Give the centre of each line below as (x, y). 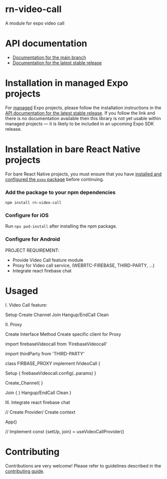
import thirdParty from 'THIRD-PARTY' (45, 353)
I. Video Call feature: (26, 305)
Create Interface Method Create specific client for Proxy (63, 334)
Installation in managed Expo (67, 83)
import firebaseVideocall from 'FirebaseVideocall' (56, 344)
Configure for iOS (27, 215)
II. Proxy (14, 324)
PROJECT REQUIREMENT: (32, 250)
